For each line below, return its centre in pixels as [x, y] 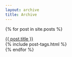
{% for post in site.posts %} [34, 29]
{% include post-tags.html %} [36, 44]
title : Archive [21, 15]
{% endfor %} [20, 49]
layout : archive [22, 10]
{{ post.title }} [19, 39]
